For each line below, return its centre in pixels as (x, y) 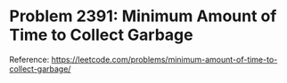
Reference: (29, 59)
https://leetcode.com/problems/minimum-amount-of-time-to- (164, 59)
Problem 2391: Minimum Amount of (143, 16)
